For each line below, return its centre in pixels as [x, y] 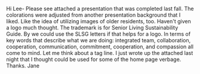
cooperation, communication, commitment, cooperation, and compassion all [100, 47]
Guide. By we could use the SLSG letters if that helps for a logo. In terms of [99, 34]
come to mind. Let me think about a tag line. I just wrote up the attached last [100, 53]
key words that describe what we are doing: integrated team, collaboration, [99, 40]
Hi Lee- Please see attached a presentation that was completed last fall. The [100, 9]
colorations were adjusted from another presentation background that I [93, 15]
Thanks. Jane [23, 66]
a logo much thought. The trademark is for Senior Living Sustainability [92, 27]
